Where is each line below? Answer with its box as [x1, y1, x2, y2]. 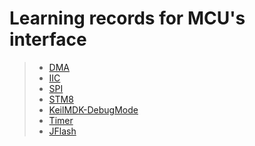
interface [9, 28, 87, 51]
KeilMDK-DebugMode [48, 103, 139, 116]
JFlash [48, 125, 77, 137]
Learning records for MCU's [9, 7, 246, 30]
